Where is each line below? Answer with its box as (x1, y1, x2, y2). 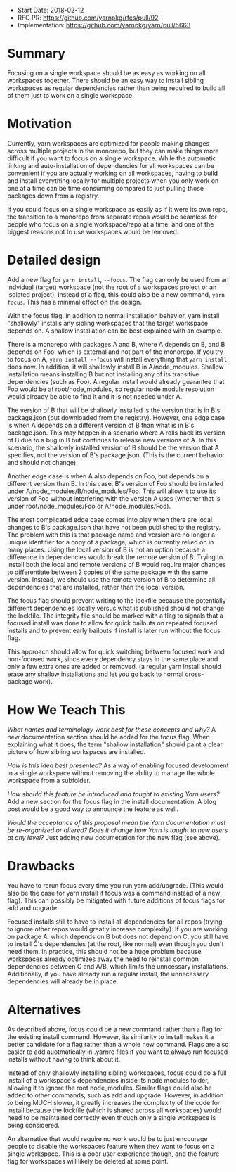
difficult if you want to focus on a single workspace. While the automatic (7, 154, 216, 163)
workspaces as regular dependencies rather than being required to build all (7, 84, 225, 92)
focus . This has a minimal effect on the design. (7, 298, 143, 306)
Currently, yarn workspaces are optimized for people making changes (7, 139, 210, 147)
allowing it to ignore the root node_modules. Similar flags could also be (7, 1083, 212, 1092)
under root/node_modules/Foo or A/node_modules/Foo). (7, 502, 171, 510)
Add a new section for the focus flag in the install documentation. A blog (7, 797, 216, 805)
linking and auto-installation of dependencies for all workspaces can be (7, 161, 215, 170)
